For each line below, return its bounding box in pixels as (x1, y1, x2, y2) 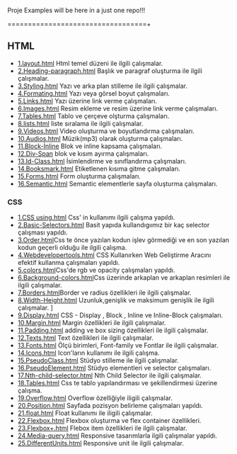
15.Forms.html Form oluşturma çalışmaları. (17, 171, 141, 180)
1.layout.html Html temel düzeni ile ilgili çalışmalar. (17, 59, 163, 67)
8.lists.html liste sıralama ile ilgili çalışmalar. (17, 119, 144, 127)
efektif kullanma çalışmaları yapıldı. (17, 259, 120, 267)
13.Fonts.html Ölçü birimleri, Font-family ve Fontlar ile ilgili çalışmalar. (17, 341, 219, 350)
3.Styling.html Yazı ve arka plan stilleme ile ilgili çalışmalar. (17, 81, 188, 90)
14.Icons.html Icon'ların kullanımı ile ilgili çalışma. (17, 348, 160, 357)
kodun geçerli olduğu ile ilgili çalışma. (17, 244, 127, 252)
